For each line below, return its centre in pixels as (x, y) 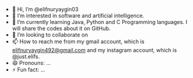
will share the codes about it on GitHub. (61, 28)
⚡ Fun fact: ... (28, 70)
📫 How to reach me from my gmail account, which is (78, 41)
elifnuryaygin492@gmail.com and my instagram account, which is (94, 50)
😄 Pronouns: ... (31, 63)
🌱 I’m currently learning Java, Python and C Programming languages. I (100, 22)
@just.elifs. (26, 56)
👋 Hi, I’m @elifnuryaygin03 (45, 9)
